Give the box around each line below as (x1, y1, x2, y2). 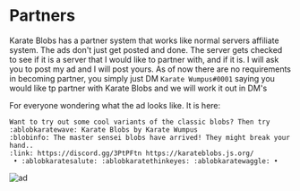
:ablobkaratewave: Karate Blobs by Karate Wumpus (9, 125, 199, 135)
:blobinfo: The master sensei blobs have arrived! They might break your (9, 133, 291, 142)
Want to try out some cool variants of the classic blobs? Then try (9, 117, 270, 126)
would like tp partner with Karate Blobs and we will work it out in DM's (9, 82, 268, 93)
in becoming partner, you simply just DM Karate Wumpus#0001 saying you (9, 73, 276, 83)
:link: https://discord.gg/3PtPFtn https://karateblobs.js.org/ (9, 149, 254, 158)
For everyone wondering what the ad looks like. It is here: (9, 100, 221, 110)
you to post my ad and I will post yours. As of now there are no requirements (9, 64, 292, 74)
